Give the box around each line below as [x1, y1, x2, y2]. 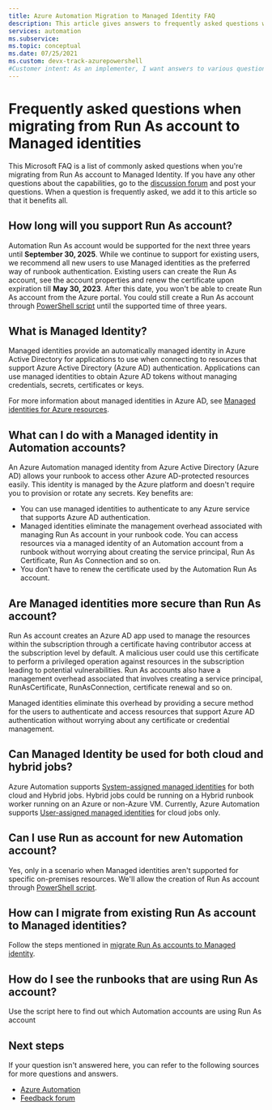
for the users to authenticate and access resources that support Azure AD [8, 707, 255, 716]
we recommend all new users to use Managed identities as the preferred [8, 257, 251, 268]
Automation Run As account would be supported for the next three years [8, 240, 251, 250]
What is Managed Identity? [8, 324, 147, 338]
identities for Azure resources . [8, 405, 109, 415]
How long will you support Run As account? [8, 219, 233, 233]
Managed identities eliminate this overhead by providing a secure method [8, 698, 253, 708]
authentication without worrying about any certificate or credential [8, 715, 230, 725]
